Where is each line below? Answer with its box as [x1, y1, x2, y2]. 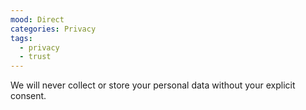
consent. [10, 90, 47, 102]
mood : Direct [10, 14, 65, 25]
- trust [19, 52, 52, 62]
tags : [10, 33, 33, 43]
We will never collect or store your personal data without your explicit [10, 79, 296, 91]
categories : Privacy [10, 24, 97, 34]
